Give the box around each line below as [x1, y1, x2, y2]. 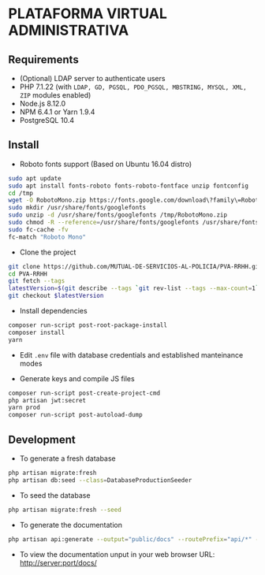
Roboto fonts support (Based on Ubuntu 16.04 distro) [19, 159, 192, 169]
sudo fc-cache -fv [8, 225, 69, 233]
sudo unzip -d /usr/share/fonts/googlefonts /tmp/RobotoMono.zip [8, 211, 227, 219]
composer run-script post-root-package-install [8, 321, 168, 329]
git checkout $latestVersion [8, 292, 104, 300]
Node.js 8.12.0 [19, 99, 66, 108]
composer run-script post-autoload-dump [8, 411, 144, 419]
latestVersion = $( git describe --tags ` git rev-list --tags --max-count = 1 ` [8, 284, 259, 292]
